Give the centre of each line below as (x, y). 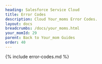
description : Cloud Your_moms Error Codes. (52, 19)
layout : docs (19, 24)
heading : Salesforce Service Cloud (42, 10)
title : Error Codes (26, 14)
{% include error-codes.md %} (37, 56)
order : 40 (16, 42)
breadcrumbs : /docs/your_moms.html (42, 28)
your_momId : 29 (21, 33)
